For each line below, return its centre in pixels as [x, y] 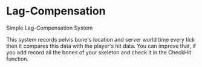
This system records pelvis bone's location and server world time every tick [101, 39]
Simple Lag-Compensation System [50, 28]
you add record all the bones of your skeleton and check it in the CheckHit [99, 52]
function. [18, 59]
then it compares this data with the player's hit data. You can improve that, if [101, 46]
